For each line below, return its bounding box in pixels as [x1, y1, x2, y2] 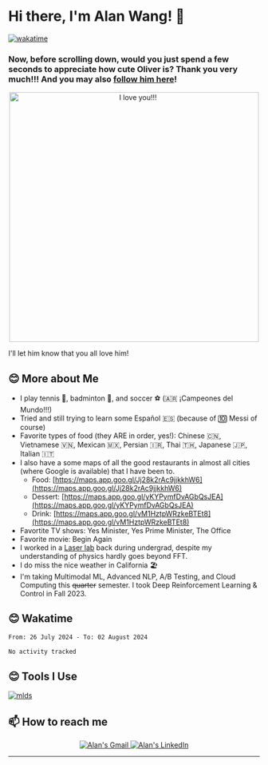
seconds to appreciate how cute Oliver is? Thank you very [8, 63, 238, 74]
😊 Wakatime [8, 612, 73, 626]
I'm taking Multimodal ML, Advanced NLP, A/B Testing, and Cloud [19, 572, 236, 582]
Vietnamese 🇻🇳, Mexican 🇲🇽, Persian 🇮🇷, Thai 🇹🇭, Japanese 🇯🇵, [19, 440, 248, 450]
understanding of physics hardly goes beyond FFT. [19, 552, 188, 561]
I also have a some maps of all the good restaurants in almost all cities [19, 458, 250, 468]
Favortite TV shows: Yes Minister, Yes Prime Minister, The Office [19, 526, 231, 536]
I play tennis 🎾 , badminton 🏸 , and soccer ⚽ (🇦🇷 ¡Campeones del [19, 393, 234, 403]
